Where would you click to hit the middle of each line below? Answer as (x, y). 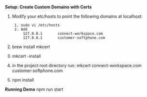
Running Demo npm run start (34, 89)
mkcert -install (26, 56)
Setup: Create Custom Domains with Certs (48, 7)
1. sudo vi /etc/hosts (37, 25)
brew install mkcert (31, 47)
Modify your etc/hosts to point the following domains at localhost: (77, 16)
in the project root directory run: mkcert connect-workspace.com (77, 65)
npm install (23, 80)
